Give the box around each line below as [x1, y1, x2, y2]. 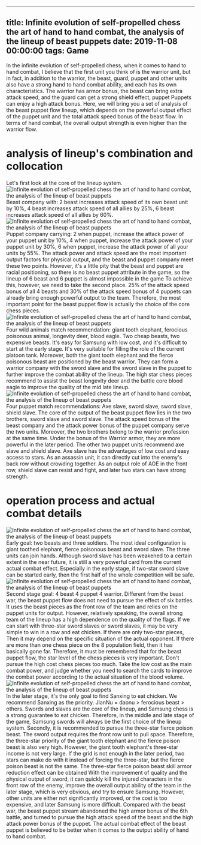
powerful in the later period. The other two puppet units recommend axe [6, 441, 184, 448]
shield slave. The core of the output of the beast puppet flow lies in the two [6, 409, 191, 416]
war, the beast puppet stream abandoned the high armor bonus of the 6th [6, 807, 188, 814]
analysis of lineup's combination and [6, 147, 193, 160]
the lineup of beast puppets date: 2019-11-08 [6, 37, 178, 47]
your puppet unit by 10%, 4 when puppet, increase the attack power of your [6, 237, 193, 244]
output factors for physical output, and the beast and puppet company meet [6, 256, 194, 263]
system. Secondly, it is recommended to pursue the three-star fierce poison [6, 724, 193, 731]
